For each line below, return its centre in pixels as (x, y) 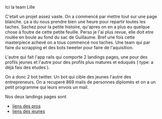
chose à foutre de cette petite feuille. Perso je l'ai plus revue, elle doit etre (79, 32)
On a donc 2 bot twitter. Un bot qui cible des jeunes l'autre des (68, 77)
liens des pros (26, 106)
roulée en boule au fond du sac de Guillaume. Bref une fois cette (70, 37)
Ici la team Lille (20, 7)
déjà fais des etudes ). (27, 67)
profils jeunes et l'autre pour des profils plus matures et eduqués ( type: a (79, 62)
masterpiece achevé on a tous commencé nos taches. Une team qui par (78, 42)
